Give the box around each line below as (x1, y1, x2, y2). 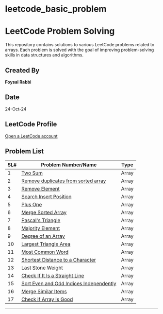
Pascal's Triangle (21, 217, 61, 224)
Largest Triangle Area (21, 241, 71, 247)
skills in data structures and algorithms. (5, 52, 84, 58)
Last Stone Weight (21, 264, 63, 271)
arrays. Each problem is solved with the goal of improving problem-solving (5, 47, 154, 53)
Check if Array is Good (21, 296, 73, 303)
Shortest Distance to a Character (21, 257, 96, 263)
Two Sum (21, 170, 43, 176)
